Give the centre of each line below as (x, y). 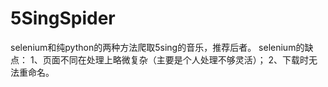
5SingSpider (63, 18)
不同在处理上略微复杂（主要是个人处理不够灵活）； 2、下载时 (184, 59)
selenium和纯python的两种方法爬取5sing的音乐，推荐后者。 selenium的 (157, 47)
